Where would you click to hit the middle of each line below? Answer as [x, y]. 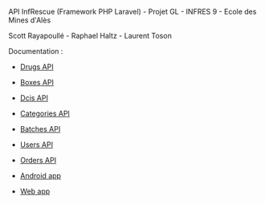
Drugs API [37, 67]
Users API [37, 145]
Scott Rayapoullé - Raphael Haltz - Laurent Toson [90, 36]
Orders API [38, 160]
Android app [41, 175]
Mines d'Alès [30, 20]
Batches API [40, 129]
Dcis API [34, 98]
